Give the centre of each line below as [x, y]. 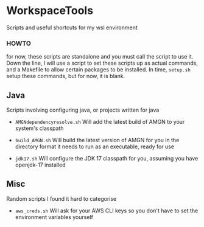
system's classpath [39, 128]
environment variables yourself [54, 217]
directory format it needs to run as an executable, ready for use [95, 146]
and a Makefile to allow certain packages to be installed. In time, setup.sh [98, 70]
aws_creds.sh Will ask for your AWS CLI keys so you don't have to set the [107, 211]
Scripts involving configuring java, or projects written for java [83, 110]
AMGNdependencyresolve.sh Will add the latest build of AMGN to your [100, 122]
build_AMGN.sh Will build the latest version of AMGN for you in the [97, 140]
